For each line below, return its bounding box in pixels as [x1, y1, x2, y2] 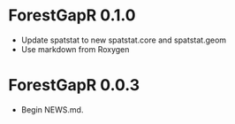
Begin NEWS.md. [20, 104, 84, 115]
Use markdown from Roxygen [20, 43, 130, 54]
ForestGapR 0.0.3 [8, 75, 140, 96]
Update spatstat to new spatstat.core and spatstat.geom [20, 35, 227, 45]
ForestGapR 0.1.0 [8, 5, 136, 26]
